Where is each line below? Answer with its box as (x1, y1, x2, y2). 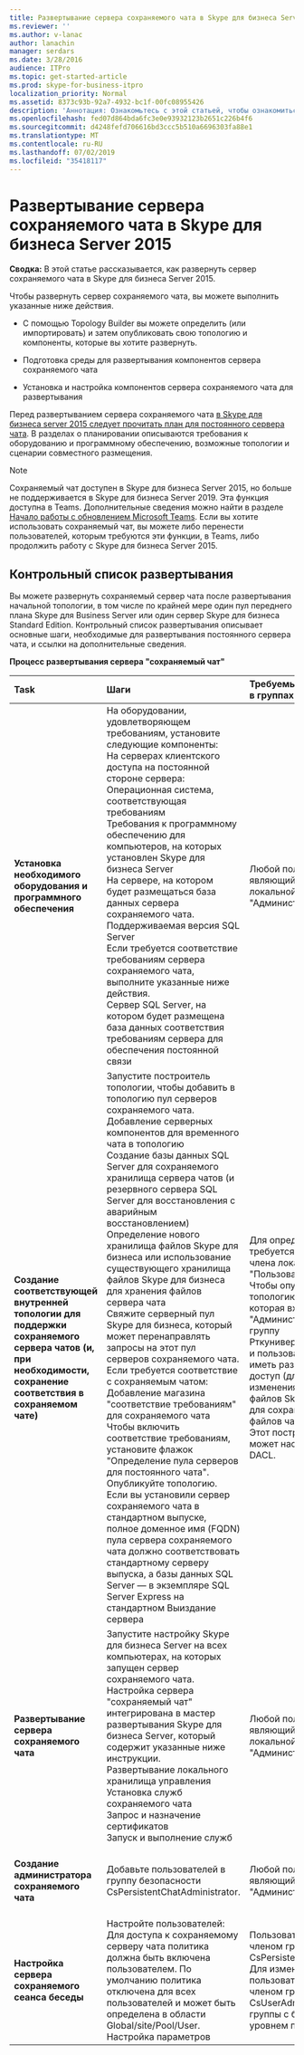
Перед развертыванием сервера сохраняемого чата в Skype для (9, 409, 262, 420)
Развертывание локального (106, 1763, 229, 1776)
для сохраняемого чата (106, 1410, 211, 1422)
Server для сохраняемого (106, 1161, 219, 1173)
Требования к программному (106, 817, 238, 830)
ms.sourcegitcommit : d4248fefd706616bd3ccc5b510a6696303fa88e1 (9, 123, 253, 132)
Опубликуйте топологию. (106, 1477, 218, 1490)
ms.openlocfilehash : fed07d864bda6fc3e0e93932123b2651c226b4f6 (9, 114, 253, 123)
